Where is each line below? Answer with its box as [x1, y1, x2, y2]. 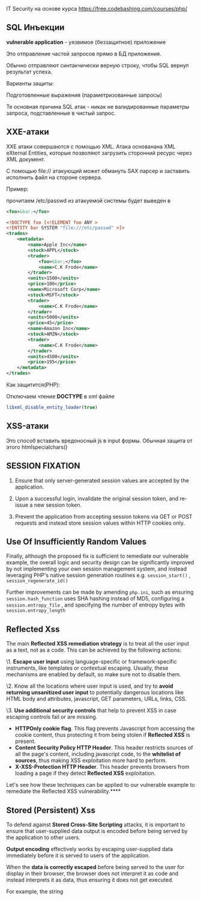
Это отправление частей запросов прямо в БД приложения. [6, 50, 162, 57]
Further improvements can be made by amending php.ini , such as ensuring [6, 588, 194, 596]
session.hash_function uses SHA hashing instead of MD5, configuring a [6, 595, 185, 602]
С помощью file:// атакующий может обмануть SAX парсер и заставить [6, 167, 190, 174]
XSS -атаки [6, 421, 49, 432]
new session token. [34, 501, 82, 509]
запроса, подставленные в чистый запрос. [6, 109, 116, 117]
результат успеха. [6, 68, 53, 75]
